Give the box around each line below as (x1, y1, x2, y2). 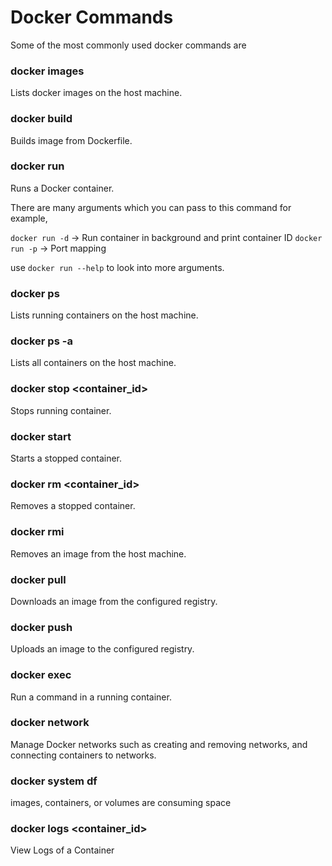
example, (10, 212, 48, 224)
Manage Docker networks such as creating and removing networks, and (10, 738, 308, 750)
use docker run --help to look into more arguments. (10, 261, 225, 273)
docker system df (10, 774, 98, 788)
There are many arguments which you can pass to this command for (10, 201, 292, 213)
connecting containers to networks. (10, 749, 157, 761)
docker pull (10, 572, 67, 586)
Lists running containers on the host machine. (10, 309, 199, 321)
